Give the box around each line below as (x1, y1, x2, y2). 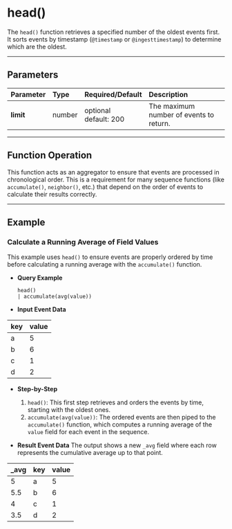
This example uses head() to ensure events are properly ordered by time (7, 253, 213, 261)
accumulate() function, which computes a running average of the (27, 420, 213, 429)
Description (148, 89, 188, 99)
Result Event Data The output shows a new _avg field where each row (17, 441, 217, 449)
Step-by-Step (17, 385, 57, 393)
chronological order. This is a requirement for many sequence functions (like (7, 175, 224, 183)
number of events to (148, 109, 215, 119)
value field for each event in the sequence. (27, 428, 150, 436)
